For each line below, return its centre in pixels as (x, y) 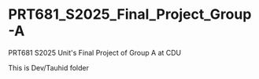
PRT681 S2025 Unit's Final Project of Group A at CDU (95, 52)
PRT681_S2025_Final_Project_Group (130, 14)
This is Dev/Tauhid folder (48, 67)
